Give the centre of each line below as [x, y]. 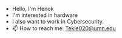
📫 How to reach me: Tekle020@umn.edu [64, 28]
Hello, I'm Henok [33, 9]
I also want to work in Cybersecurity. [58, 21]
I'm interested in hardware [45, 15]
